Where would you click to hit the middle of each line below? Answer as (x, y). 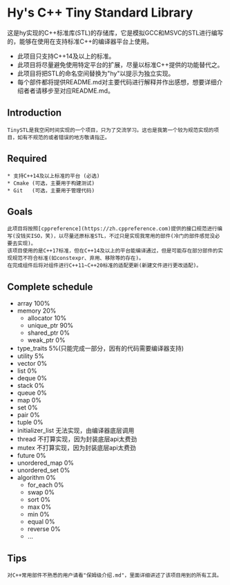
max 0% (39, 507)
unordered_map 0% (46, 463)
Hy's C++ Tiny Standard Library (100, 13)
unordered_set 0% (44, 470)
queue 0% (32, 393)
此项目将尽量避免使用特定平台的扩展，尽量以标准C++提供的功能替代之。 (120, 64)
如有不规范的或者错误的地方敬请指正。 (64, 137)
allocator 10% (47, 318)
